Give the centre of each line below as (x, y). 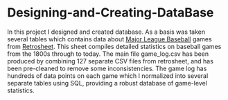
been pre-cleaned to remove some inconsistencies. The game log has (107, 68)
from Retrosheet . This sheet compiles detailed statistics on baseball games (114, 46)
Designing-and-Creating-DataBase (111, 13)
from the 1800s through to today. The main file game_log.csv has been (108, 54)
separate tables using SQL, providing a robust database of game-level (107, 83)
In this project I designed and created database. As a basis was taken (106, 32)
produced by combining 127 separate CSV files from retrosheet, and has (110, 61)
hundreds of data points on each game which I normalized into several (108, 76)
